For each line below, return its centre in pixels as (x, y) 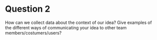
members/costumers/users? (33, 33)
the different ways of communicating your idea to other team (66, 27)
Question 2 (28, 9)
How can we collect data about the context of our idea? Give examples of (78, 22)
